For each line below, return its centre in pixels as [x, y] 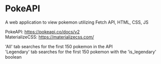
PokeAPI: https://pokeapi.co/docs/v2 [42, 32]
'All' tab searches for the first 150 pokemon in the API [59, 46]
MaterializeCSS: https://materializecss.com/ [50, 37]
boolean [14, 57]
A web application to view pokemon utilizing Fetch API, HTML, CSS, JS [77, 22]
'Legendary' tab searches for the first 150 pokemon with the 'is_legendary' [81, 52]
